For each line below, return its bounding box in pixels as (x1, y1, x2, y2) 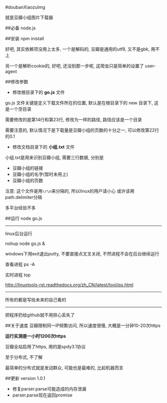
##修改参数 (5, 79, 28, 84)
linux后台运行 (5, 231, 32, 237)
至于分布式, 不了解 (5, 354, 43, 360)
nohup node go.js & (5, 241, 45, 246)
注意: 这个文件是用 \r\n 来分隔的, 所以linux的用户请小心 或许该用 (5, 188, 135, 194)
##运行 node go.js (5, 216, 42, 221)
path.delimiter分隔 (5, 194, 42, 200)
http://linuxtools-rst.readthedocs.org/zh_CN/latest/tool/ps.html (5, 282, 134, 288)
